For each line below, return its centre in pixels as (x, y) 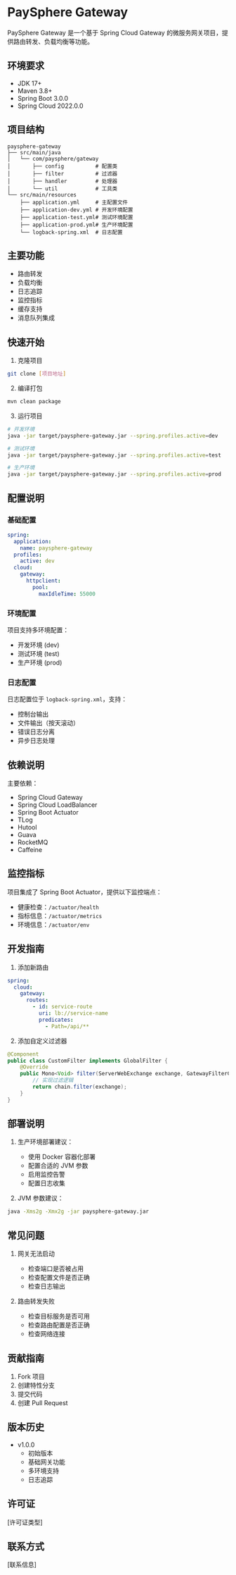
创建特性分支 (36, 1385)
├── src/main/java (34, 152)
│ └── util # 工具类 (63, 189)
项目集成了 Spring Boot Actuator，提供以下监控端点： (85, 891)
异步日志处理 (36, 741)
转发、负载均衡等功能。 (59, 41)
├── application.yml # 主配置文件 (74, 202)
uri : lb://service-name (73, 1013)
